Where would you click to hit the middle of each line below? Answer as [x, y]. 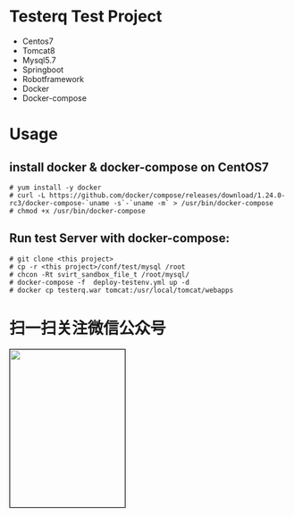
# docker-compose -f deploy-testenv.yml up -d [100, 282]
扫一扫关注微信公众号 [88, 328]
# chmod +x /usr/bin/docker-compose [77, 211]
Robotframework [53, 79]
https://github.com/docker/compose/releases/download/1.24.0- [167, 195]
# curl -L [28, 195]
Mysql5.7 [39, 60]
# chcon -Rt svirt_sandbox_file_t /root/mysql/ [100, 274]
